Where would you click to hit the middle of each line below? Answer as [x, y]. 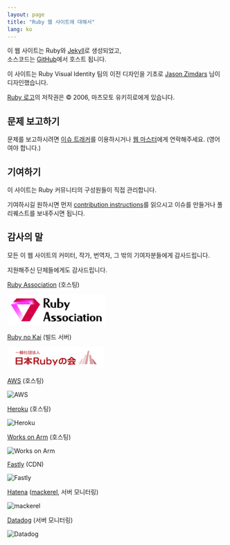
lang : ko [20, 29]
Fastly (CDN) [26, 464]
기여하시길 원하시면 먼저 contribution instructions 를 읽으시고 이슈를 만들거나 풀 [115, 205]
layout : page [26, 15]
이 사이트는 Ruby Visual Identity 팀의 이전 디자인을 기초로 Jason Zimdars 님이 [114, 74]
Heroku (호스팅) [29, 409]
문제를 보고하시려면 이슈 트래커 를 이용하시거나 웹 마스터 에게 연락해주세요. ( [108, 139]
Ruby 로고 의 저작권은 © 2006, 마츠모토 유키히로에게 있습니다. [91, 98]
